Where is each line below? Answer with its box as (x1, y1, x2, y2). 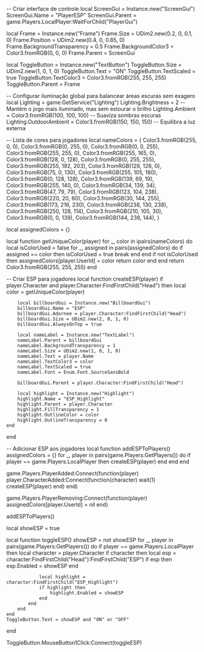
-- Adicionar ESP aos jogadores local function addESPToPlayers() (6, 445, 171, 452)
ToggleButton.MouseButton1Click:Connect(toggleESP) (6, 639, 142, 646)
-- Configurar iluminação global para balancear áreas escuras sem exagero (6, 93, 195, 99)
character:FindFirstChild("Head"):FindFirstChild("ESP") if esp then (6, 556, 172, 563)
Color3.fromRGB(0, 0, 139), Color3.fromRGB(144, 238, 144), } (6, 214, 160, 221)
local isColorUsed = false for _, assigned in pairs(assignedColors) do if (6, 244, 183, 251)
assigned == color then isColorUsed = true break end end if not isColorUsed (6, 251, 198, 258)
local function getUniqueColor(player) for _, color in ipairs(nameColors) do (6, 237, 193, 245)
